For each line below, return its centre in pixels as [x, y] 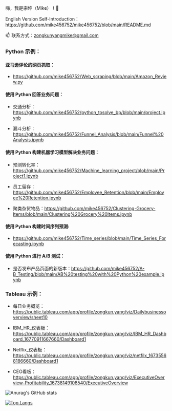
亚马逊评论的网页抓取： [30, 65]
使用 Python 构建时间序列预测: [38, 227]
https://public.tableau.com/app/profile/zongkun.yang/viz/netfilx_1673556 [90, 356]
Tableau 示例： [24, 294]
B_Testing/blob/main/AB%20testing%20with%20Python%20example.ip [89, 274]
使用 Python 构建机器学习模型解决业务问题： [52, 152]
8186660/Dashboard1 [35, 361]
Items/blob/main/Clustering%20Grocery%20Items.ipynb [72, 214]
